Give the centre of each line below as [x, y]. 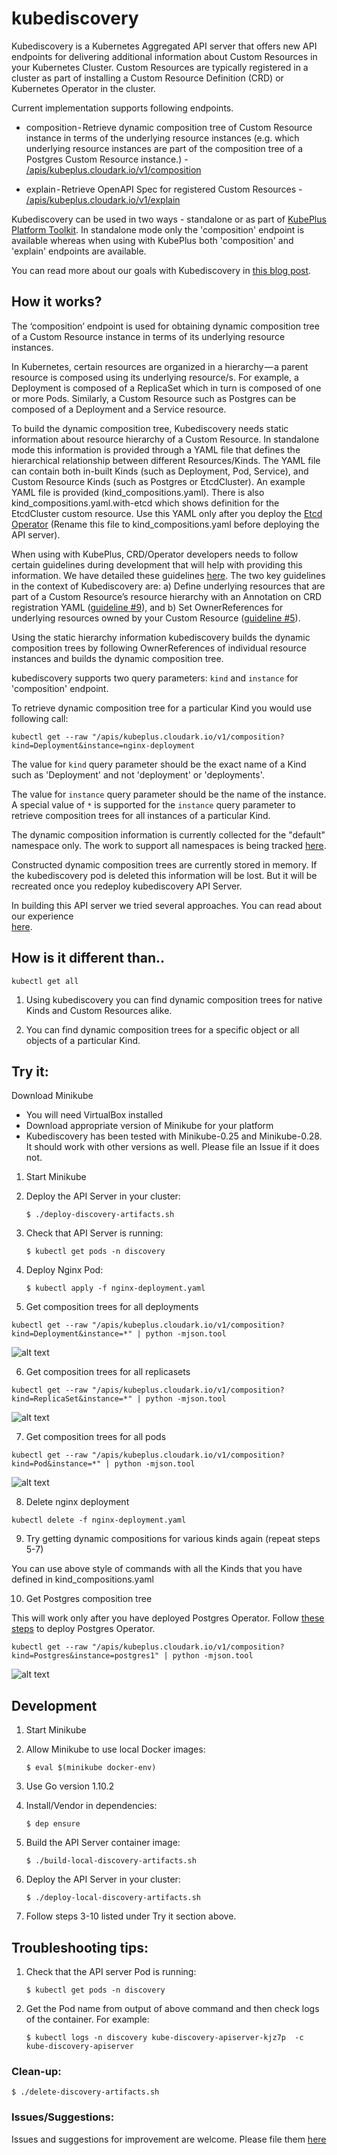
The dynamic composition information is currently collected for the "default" [168, 834]
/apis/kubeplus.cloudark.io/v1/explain [103, 199]
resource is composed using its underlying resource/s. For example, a [155, 377]
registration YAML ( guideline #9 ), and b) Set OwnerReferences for [147, 607]
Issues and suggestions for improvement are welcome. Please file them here [169, 2139]
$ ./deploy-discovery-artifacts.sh [100, 1215]
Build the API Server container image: [103, 1843]
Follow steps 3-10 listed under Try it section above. [131, 1916]
